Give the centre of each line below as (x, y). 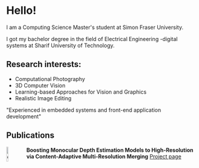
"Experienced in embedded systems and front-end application (84, 110)
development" (24, 116)
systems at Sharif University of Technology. (61, 45)
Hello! (21, 11)
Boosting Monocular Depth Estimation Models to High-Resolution (110, 150)
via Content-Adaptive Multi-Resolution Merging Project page (104, 156)
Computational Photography (50, 79)
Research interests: (44, 64)
